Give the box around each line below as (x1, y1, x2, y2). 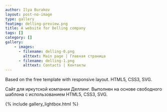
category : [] (5, 35, 32, 40)
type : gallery (5, 16, 35, 21)
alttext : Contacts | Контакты (23, 63, 86, 68)
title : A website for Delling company (5, 26, 86, 31)
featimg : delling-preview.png (5, 21, 68, 26)
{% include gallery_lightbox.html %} (5, 101, 79, 107)
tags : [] (5, 30, 23, 35)
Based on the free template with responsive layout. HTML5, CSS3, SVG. (5, 77, 153, 83)
